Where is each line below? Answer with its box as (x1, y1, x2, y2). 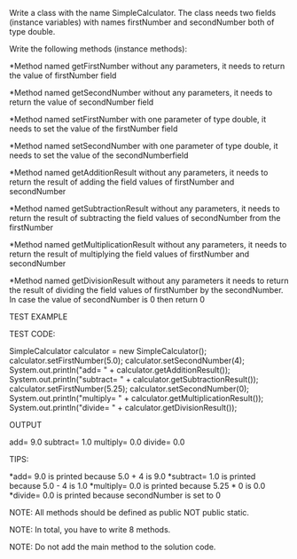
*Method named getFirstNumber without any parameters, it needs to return (9, 61, 285, 71)
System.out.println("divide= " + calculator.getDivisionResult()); (9, 403, 238, 413)
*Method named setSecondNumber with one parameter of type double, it (9, 141, 278, 151)
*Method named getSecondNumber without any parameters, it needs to (9, 88, 273, 98)
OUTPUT (9, 420, 43, 429)
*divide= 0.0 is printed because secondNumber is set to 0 (9, 490, 222, 500)
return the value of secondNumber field (9, 97, 154, 107)
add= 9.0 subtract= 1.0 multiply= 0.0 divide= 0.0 (9, 437, 185, 447)
